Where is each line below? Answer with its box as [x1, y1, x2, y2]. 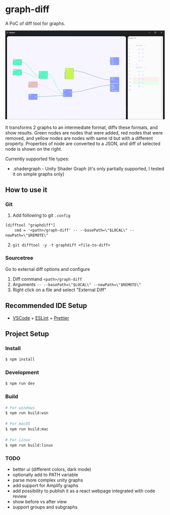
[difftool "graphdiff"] [5, 223, 56, 228]
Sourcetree [5, 255, 34, 262]
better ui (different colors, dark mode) [12, 466, 92, 472]
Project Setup [5, 329, 50, 338]
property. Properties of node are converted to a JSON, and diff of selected [5, 141, 160, 147]
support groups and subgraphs [12, 504, 78, 510]
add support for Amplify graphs [12, 482, 78, 488]
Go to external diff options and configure [5, 266, 90, 272]
